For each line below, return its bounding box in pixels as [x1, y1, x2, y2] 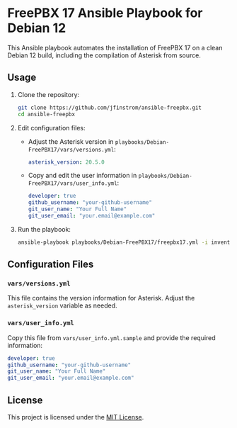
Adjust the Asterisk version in [28, 137, 114, 146]
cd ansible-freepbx [17, 111, 76, 118]
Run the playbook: [17, 225, 71, 233]
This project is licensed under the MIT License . [7, 413, 144, 422]
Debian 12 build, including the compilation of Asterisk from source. [7, 51, 202, 60]
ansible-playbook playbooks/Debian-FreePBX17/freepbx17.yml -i [17, 239, 209, 246]
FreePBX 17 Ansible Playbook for [7, 5, 203, 21]
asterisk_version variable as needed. [7, 301, 117, 310]
